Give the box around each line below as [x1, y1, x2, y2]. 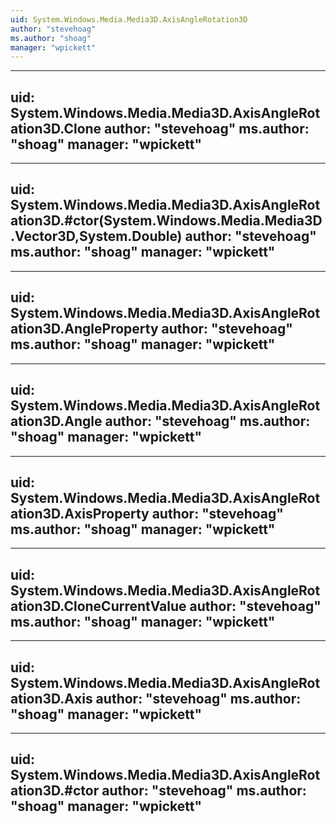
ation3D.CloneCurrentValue [10, 597, 187, 615]
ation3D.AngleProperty [10, 321, 159, 338]
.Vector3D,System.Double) [10, 228, 183, 245]
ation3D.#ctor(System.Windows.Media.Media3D [10, 212, 323, 230]
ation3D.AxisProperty [10, 505, 150, 522]
